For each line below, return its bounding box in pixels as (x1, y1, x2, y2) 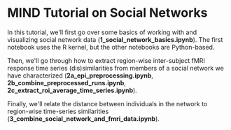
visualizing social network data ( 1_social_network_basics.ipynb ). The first (7, 35, 223, 43)
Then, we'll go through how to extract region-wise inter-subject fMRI (7, 56, 205, 64)
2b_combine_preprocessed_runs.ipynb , (7, 78, 126, 87)
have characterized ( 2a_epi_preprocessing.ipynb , (7, 71, 154, 80)
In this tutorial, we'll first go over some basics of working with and (7, 28, 197, 36)
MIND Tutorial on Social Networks (7, 5, 208, 21)
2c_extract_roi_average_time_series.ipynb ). (7, 86, 138, 94)
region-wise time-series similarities (7, 107, 109, 115)
